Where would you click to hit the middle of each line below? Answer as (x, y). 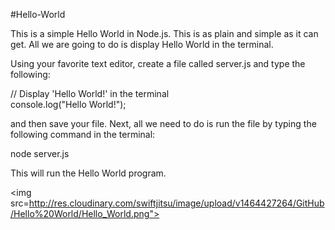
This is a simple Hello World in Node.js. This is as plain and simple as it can (164, 33)
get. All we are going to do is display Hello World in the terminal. (142, 44)
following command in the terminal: (83, 134)
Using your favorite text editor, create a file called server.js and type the (158, 63)
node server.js (40, 153)
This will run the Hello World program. (88, 173)
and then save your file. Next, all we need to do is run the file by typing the (163, 123)
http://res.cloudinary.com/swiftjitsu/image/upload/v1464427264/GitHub (176, 203)
